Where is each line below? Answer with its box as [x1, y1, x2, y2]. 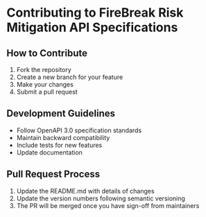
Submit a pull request [16, 88, 78, 96]
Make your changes [16, 80, 74, 88]
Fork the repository [16, 66, 72, 73]
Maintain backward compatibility [16, 133, 110, 141]
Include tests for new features [16, 141, 103, 149]
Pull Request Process [6, 168, 101, 180]
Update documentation [16, 148, 83, 157]
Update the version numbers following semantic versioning [16, 194, 185, 202]
